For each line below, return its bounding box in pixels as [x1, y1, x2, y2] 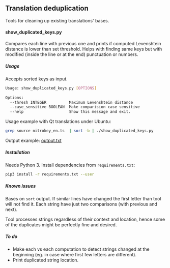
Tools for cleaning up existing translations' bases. [5, 17, 109, 23]
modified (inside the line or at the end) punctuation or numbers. [5, 51, 138, 57]
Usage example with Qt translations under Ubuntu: [5, 118, 111, 125]
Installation [5, 149, 30, 155]
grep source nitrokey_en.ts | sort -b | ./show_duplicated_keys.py [5, 128, 154, 134]
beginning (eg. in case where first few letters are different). [12, 251, 136, 257]
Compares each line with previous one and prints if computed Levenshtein [5, 41, 161, 47]
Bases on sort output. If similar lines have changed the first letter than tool [5, 195, 161, 201]
